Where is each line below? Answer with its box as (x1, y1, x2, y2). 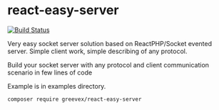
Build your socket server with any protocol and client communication (7, 60, 209, 69)
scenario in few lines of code (7, 68, 93, 77)
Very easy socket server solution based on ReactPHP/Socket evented (7, 39, 213, 48)
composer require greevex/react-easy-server (7, 95, 142, 103)
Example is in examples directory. (7, 82, 106, 90)
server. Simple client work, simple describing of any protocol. (7, 47, 188, 55)
